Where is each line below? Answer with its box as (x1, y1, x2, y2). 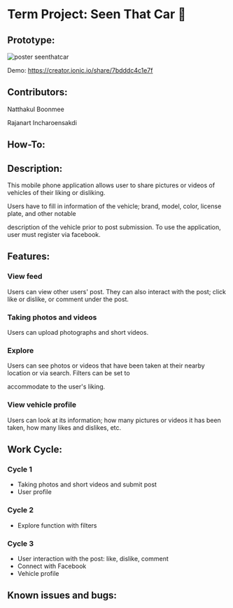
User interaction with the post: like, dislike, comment (17, 554, 169, 563)
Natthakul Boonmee (7, 105, 64, 113)
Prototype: (7, 34, 55, 46)
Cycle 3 (7, 538, 34, 548)
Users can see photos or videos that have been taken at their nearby (7, 361, 205, 370)
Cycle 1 (7, 464, 33, 474)
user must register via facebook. (7, 231, 101, 239)
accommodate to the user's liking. (7, 382, 106, 391)
